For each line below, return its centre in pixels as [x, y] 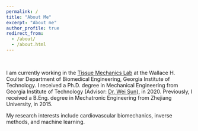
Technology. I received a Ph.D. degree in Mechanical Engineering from [92, 85]
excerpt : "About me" [32, 22]
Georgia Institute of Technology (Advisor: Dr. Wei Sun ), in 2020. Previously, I [99, 91]
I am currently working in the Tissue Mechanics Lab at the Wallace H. [91, 73]
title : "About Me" [29, 17]
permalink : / [22, 12]
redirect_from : [25, 34]
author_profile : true [33, 28]
